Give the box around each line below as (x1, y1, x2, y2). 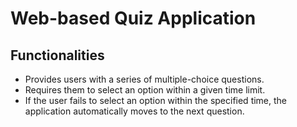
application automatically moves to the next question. (24, 105, 245, 117)
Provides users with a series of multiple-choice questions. (24, 73, 265, 85)
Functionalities (10, 47, 105, 64)
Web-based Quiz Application (10, 7, 257, 30)
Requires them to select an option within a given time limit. (24, 84, 266, 96)
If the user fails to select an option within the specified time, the (24, 95, 288, 106)
